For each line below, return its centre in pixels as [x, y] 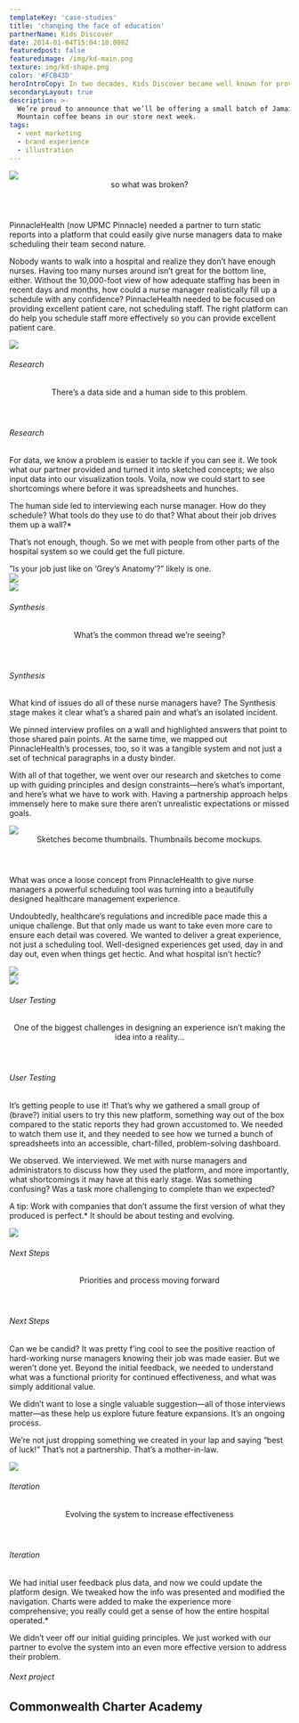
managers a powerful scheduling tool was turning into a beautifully [132, 890]
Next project [32, 1677]
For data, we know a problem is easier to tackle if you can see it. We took [143, 461]
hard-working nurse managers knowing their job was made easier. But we [145, 1358]
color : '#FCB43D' [41, 76]
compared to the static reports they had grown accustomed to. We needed [146, 1124]
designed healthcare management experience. [95, 899]
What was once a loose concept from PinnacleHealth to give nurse [132, 880]
